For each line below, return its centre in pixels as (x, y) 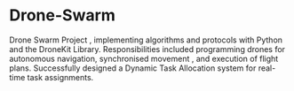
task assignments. (60, 77)
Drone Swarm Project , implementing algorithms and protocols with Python (146, 40)
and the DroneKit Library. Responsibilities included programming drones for (147, 49)
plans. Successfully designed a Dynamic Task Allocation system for (133, 68)
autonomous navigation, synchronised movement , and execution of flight (144, 58)
